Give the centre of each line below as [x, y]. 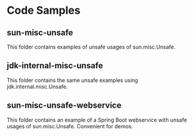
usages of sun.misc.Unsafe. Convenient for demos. [70, 126]
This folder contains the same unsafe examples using [72, 80]
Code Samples [44, 10]
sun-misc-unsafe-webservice [64, 105]
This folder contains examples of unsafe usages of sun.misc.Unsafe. [91, 47]
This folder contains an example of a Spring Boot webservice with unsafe [97, 120]
